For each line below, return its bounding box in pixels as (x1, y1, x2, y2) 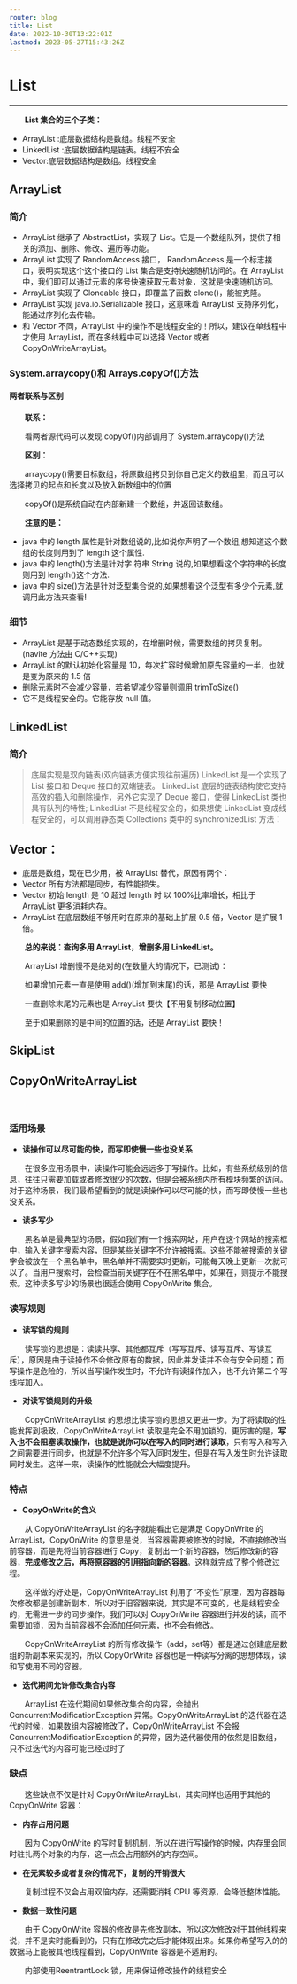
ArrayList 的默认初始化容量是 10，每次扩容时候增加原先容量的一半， (21, 660, 270, 670)
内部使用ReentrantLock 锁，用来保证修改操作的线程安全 (24, 1965, 227, 1976)
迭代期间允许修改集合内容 (21, 1679, 116, 1690)
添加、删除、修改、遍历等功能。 (37, 243, 155, 254)
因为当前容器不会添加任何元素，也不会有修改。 (47, 1620, 218, 1630)
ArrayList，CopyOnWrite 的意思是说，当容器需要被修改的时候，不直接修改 (9, 1535, 278, 1545)
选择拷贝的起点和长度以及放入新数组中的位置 (9, 480, 172, 490)
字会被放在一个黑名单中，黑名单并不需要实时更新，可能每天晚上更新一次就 (9, 1256, 280, 1267)
